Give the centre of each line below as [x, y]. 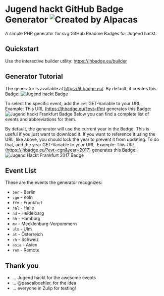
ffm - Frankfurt [27, 203]
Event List [21, 170]
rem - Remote [26, 250]
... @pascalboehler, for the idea [44, 283]
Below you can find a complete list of [111, 114]
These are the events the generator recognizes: [54, 182]
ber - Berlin [24, 192]
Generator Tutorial [34, 77]
